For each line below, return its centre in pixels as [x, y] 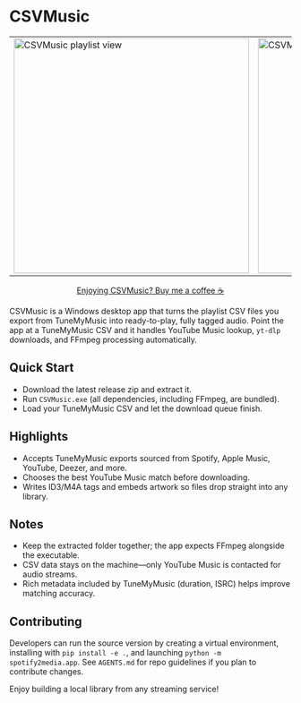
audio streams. [50, 574]
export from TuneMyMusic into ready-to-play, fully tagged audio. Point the [146, 321]
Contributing [46, 621]
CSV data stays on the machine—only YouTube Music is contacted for [151, 565]
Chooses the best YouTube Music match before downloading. [136, 477]
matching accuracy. [59, 594]
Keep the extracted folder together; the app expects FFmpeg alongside [153, 546]
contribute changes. [47, 672]
